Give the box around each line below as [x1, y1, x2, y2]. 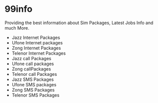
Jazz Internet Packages [11, 34, 60, 40]
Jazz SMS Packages [11, 76, 54, 82]
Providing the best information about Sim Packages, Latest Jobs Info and [4, 20, 154, 26]
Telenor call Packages [11, 71, 57, 77]
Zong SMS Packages [11, 87, 55, 93]
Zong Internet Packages [11, 45, 61, 51]
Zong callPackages [11, 66, 52, 72]
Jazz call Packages [11, 55, 52, 61]
